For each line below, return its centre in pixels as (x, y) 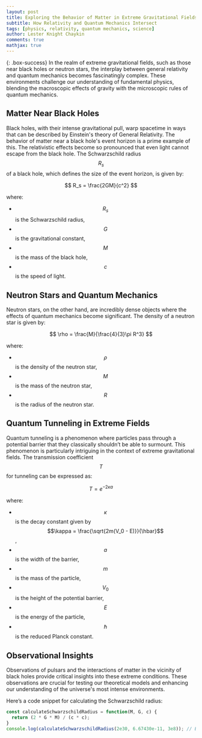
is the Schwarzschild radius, (50, 220)
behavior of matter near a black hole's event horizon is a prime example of (98, 141)
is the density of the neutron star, (56, 367)
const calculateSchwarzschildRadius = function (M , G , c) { (82, 712)
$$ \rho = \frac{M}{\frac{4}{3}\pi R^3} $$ (101, 334)
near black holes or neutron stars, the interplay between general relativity (97, 69)
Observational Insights (50, 655)
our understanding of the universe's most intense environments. (86, 689)
